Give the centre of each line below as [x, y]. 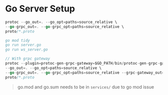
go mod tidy [17, 40]
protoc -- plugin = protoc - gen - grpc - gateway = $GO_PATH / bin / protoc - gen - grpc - [82, 63]
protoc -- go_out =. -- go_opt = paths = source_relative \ [61, 22]
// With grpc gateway [28, 59]
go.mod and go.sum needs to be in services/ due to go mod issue [85, 87]
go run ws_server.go [27, 50]
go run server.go [23, 45]
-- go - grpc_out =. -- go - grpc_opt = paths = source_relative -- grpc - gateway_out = [85, 72]
